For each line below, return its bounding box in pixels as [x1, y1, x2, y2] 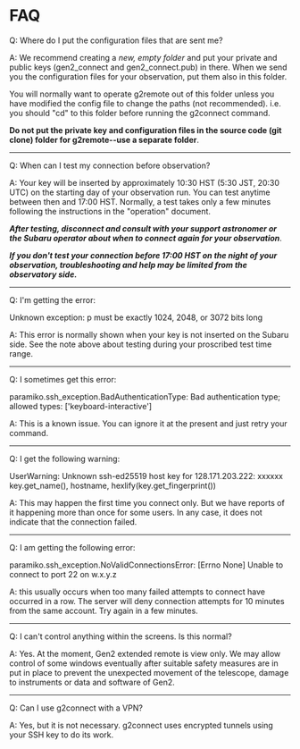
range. [9, 348, 34, 358]
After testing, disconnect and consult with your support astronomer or [9, 223, 277, 233]
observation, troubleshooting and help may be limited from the [9, 259, 248, 270]
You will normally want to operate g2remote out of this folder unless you [9, 88, 275, 99]
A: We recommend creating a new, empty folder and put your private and [9, 52, 278, 63]
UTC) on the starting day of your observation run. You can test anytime [9, 187, 271, 198]
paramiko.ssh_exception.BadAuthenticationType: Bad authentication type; [9, 391, 281, 402]
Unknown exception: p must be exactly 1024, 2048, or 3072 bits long [9, 312, 263, 323]
